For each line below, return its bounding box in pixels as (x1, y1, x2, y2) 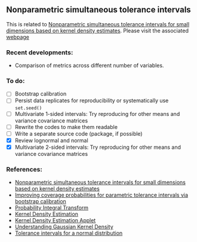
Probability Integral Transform (14, 204, 88, 212)
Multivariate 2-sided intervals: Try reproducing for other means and (14, 143, 181, 151)
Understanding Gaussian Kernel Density (14, 223, 113, 231)
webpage (6, 33, 30, 41)
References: (6, 165, 43, 173)
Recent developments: (6, 48, 73, 56)
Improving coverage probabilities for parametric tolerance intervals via (14, 191, 189, 199)
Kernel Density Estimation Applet (14, 217, 96, 224)
